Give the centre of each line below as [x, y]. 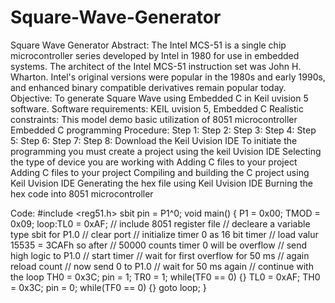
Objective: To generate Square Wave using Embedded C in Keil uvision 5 [159, 98]
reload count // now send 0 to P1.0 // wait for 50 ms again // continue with [162, 266]
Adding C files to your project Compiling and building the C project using [160, 172]
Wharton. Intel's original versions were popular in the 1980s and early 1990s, [168, 77]
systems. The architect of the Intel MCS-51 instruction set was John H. [156, 66]
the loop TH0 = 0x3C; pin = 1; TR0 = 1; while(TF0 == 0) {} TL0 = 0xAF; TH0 [165, 277]
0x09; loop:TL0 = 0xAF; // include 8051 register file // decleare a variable [160, 223]
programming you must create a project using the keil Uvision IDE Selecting [166, 151]
